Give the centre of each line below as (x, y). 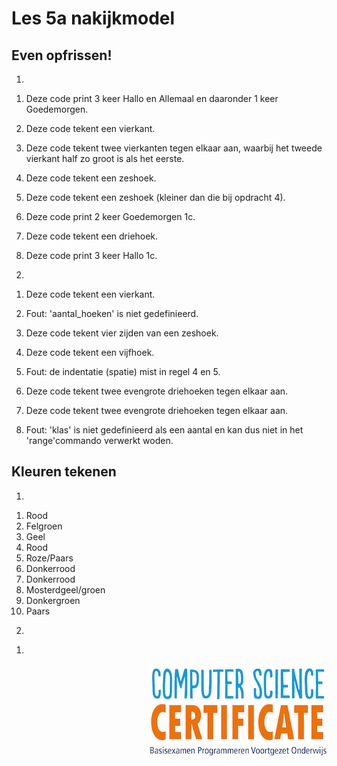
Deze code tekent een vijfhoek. (90, 352)
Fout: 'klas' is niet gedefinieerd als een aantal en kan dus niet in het (164, 430)
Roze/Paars (49, 558)
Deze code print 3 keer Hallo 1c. (91, 255)
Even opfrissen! (62, 55)
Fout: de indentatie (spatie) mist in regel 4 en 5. (123, 371)
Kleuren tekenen (64, 472)
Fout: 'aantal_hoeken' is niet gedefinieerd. (112, 313)
